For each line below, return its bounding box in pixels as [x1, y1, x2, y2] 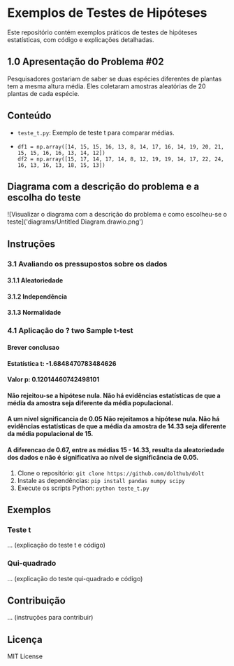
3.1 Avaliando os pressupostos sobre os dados [7, 259, 168, 269]
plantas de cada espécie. [7, 89, 80, 97]
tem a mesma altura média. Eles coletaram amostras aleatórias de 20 [7, 82, 206, 90]
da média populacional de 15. [7, 430, 94, 438]
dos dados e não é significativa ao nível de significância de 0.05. [7, 453, 199, 461]
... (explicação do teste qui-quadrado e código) [7, 574, 143, 583]
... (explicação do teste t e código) [7, 541, 106, 550]
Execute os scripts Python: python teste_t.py [17, 484, 149, 492]
